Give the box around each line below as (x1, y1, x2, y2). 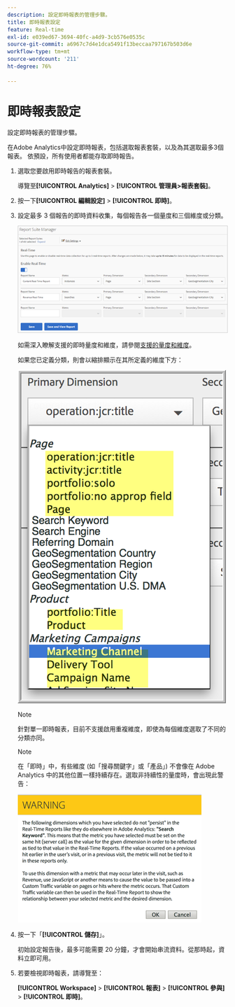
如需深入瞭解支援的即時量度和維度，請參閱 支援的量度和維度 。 (17, 340, 196, 349)
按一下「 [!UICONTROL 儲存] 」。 (17, 930, 108, 938)
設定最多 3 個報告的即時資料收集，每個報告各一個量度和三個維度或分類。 (17, 211, 227, 220)
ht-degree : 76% (7, 63, 52, 70)
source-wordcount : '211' (7, 56, 80, 63)
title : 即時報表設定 (7, 18, 61, 26)
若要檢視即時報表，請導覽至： (17, 969, 104, 977)
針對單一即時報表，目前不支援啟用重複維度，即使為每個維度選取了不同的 (17, 724, 226, 733)
